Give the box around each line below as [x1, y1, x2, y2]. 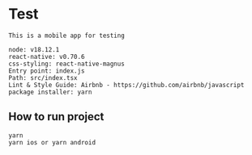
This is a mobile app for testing [8, 31, 126, 40]
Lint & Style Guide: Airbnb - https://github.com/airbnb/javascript [8, 81, 245, 89]
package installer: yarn [8, 88, 92, 96]
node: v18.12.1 [8, 45, 60, 53]
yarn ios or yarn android [8, 138, 96, 146]
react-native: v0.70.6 [8, 52, 85, 61]
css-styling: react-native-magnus [8, 60, 126, 68]
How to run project [8, 110, 105, 124]
